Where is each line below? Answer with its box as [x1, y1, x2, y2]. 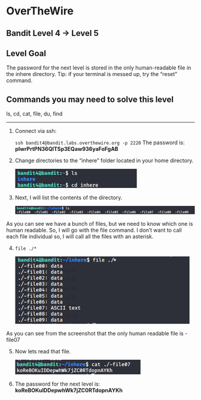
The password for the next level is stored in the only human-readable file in [6, 64, 191, 71]
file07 [6, 337, 20, 344]
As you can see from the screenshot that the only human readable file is [6, 330, 184, 337]
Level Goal [6, 48, 47, 58]
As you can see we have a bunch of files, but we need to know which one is [6, 220, 193, 228]
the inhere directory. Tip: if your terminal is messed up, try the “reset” [6, 71, 178, 78]
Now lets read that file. [14, 348, 71, 355]
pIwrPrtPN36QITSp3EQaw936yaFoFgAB [14, 146, 118, 153]
